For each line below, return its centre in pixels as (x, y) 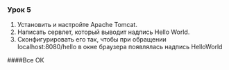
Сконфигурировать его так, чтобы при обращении (92, 40)
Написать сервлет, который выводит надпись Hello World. (103, 32)
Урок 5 (19, 10)
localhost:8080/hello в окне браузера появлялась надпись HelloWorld (120, 47)
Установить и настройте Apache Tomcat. (77, 25)
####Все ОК (26, 60)
